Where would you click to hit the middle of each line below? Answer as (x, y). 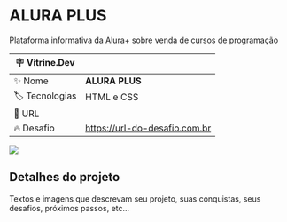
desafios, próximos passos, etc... (70, 208)
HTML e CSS (112, 97)
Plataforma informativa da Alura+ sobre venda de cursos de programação (144, 40)
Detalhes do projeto (65, 177)
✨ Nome (31, 81)
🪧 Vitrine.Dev (45, 62)
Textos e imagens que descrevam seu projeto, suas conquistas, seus (135, 198)
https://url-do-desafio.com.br (148, 128)
